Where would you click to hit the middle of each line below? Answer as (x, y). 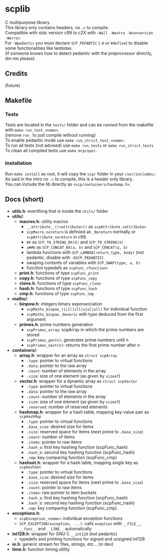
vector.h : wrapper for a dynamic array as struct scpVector (78, 381)
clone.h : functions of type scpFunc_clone (60, 283)
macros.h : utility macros (44, 221)
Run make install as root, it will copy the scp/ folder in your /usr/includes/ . (81, 174)
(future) (13, 85)
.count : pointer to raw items (54, 487)
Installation (19, 163)
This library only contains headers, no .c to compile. (57, 27)
